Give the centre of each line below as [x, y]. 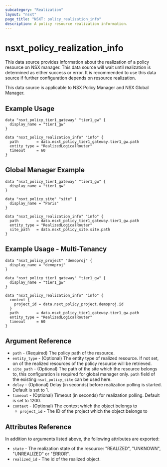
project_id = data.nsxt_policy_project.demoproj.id [69, 304]
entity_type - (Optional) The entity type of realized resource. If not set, [85, 358]
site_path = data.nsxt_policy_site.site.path [60, 230]
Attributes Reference [38, 427]
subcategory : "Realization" [34, 10]
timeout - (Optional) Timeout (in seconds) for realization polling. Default [86, 395]
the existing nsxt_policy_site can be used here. [62, 379]
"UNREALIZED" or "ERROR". [41, 454]
